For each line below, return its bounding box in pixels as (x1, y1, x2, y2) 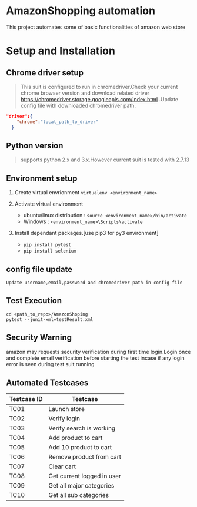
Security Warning (6, 333, 72, 343)
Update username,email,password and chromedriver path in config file (6, 280, 183, 286)
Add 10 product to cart (48, 443, 112, 452)
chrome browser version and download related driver (20, 90, 150, 97)
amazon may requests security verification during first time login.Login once (6, 348, 191, 355)
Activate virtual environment (14, 200, 84, 207)
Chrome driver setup (6, 68, 84, 78)
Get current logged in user (48, 472, 122, 481)
